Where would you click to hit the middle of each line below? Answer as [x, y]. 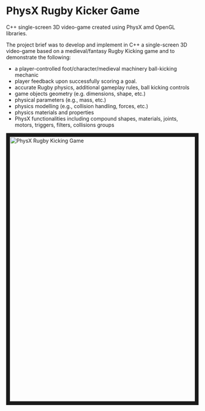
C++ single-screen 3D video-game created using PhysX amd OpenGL [91, 27]
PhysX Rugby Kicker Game [73, 11]
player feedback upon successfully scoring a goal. [75, 81]
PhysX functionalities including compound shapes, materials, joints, [96, 118]
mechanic [27, 75]
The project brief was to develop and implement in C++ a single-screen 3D [97, 45]
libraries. [17, 33]
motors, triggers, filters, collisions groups [64, 125]
